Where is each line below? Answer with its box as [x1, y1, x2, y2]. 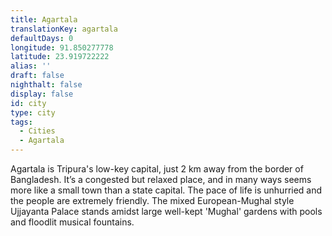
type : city [10, 107, 56, 118]
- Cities [19, 126, 56, 136]
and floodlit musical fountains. [10, 216, 135, 228]
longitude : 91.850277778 [10, 42, 114, 53]
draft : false [10, 71, 65, 81]
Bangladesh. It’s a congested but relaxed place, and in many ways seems [10, 174, 312, 185]
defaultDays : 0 [10, 33, 74, 43]
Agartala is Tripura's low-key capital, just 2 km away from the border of [10, 163, 304, 175]
